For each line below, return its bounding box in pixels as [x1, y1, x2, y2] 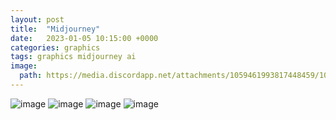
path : [19, 71, 43, 81]
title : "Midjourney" [10, 24, 101, 34]
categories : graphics [10, 42, 101, 53]
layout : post [10, 14, 65, 25]
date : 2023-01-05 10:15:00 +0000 [10, 33, 159, 43]
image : [10, 61, 38, 71]
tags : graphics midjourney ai [10, 52, 137, 62]
